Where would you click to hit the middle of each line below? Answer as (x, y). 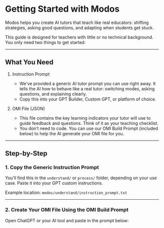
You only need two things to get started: (45, 42)
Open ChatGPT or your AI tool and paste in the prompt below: (67, 220)
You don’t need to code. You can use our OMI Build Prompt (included (89, 128)
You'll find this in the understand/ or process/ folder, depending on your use (81, 178)
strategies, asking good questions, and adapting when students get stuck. (80, 27)
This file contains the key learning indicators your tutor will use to (85, 118)
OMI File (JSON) (29, 108)
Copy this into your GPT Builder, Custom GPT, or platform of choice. (88, 99)
